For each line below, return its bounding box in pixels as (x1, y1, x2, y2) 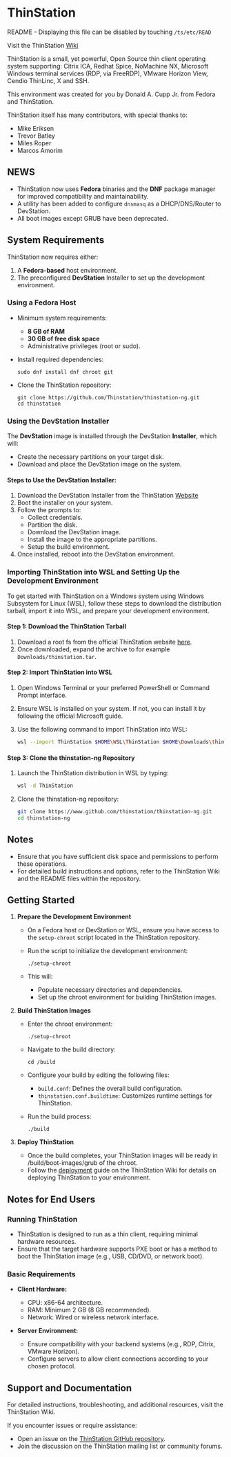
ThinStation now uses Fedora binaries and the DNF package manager (17, 185, 216, 193)
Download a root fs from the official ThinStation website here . (17, 637, 192, 646)
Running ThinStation (7, 1214, 78, 1224)
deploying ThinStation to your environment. (27, 1173, 151, 1182)
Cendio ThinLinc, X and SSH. (7, 76, 90, 84)
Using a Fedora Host (7, 298, 77, 307)
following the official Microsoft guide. (17, 712, 123, 721)
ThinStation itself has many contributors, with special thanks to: (7, 111, 188, 119)
